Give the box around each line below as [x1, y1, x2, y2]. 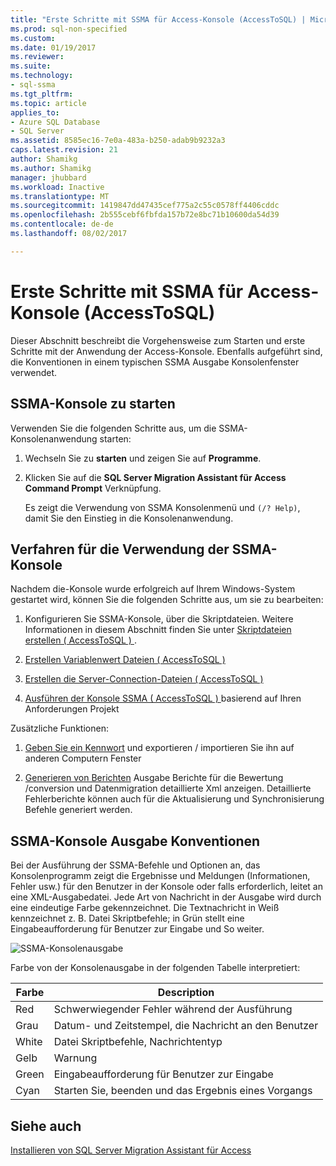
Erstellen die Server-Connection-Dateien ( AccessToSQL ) [24, 673, 264, 685]
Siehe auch [10, 1117, 82, 1135]
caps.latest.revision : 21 [10, 145, 118, 155]
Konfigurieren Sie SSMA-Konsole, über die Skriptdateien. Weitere [24, 613, 294, 625]
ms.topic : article [10, 98, 87, 108]
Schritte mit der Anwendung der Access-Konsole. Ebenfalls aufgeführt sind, [10, 345, 323, 357]
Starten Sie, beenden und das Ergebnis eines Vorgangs [53, 1084, 313, 1098]
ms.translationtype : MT [10, 191, 110, 201]
